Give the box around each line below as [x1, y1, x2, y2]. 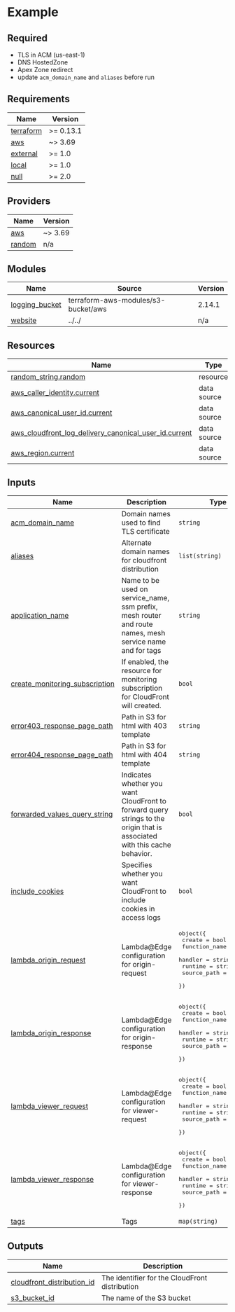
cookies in [121, 904, 155, 914]
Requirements [7, 93, 70, 105]
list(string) [178, 552, 222, 560]
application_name [10, 611, 69, 621]
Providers [7, 195, 51, 207]
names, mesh [121, 628, 166, 638]
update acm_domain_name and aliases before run [17, 73, 155, 81]
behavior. [121, 849, 152, 859]
